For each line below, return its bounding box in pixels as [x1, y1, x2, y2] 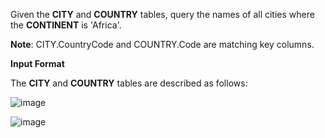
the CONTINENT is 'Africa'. [10, 19, 122, 31]
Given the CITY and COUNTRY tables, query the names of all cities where [10, 9, 315, 20]
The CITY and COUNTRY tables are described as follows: [10, 77, 248, 89]
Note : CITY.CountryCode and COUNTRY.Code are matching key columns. [10, 39, 315, 50]
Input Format [10, 58, 65, 69]
